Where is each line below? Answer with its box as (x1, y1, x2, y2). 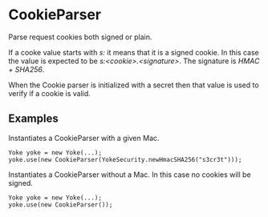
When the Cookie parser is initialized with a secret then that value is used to (8, 80, 259, 90)
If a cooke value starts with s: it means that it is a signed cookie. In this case (8, 47, 259, 57)
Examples (8, 112, 59, 126)
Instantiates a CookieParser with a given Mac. (8, 133, 160, 143)
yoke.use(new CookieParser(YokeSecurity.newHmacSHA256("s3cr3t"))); (8, 155, 242, 163)
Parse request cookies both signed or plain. (8, 32, 152, 42)
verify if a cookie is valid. (8, 88, 91, 98)
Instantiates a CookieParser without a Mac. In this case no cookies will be (8, 170, 251, 179)
